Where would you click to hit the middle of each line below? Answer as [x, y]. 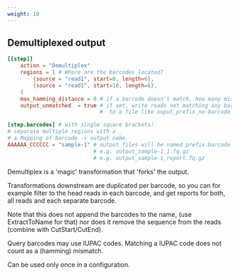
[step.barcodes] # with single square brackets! [81, 125]
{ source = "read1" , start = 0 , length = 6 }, [94, 79]
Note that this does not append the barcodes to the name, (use [100, 214]
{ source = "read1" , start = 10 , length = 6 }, [95, 85]
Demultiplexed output [57, 43]
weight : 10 [23, 14]
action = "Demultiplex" [55, 66]
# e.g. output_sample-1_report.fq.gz [149, 158]
